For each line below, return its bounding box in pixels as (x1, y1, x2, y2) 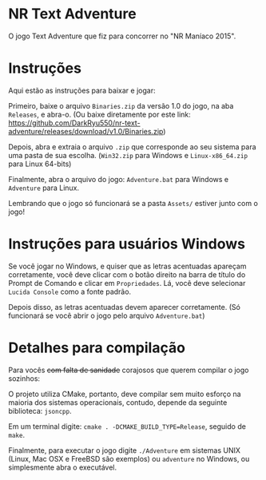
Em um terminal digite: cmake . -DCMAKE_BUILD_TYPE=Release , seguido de (8, 421, 246, 431)
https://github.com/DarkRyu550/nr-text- (8, 117, 141, 128)
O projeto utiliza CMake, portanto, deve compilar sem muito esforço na (8, 389, 241, 399)
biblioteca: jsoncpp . (8, 406, 72, 415)
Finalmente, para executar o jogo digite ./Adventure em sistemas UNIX (8, 445, 241, 455)
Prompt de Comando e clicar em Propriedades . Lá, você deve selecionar (8, 278, 246, 288)
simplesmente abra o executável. (8, 462, 117, 472)
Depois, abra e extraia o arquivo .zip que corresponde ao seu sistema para (8, 141, 257, 152)
